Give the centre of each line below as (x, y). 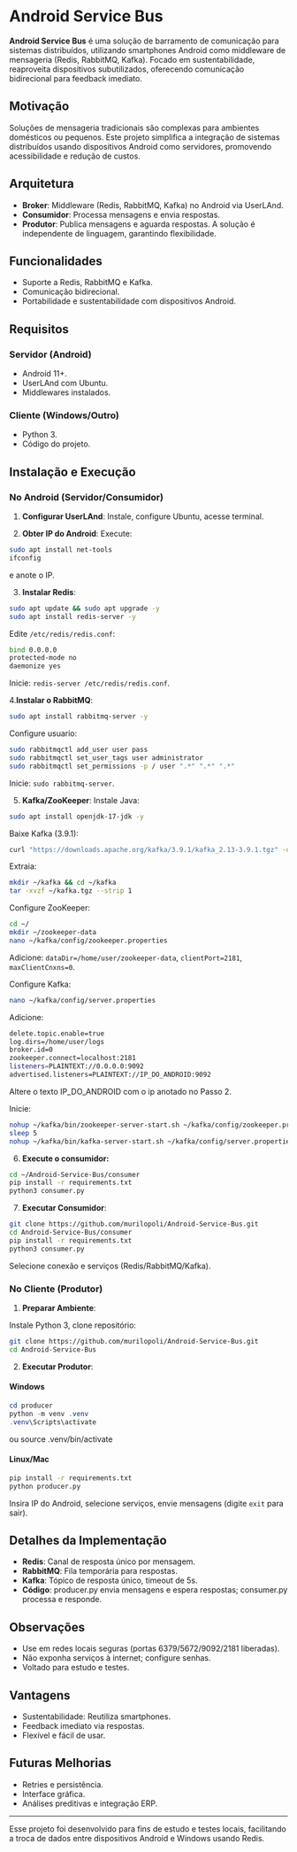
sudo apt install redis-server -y (73, 616)
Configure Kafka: (40, 984)
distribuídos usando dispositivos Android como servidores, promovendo (141, 146)
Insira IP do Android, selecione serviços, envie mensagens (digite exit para (147, 1503)
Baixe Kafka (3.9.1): (44, 833)
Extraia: (23, 866)
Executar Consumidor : (64, 1208)
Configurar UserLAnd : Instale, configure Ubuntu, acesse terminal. (143, 516)
